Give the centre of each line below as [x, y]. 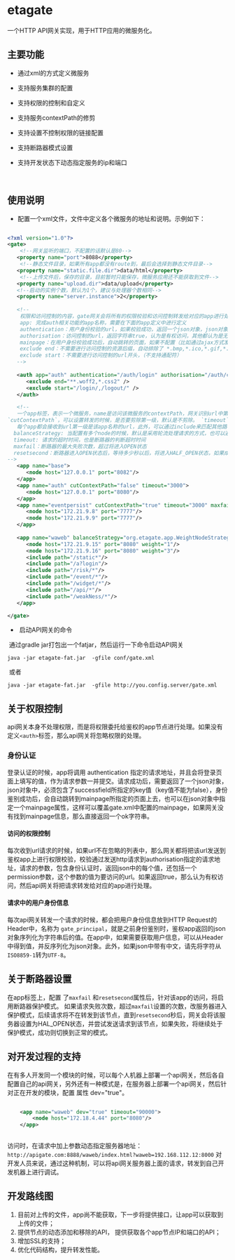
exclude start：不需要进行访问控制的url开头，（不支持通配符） [101, 356]
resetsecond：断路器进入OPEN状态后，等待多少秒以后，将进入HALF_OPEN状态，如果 [119, 453]
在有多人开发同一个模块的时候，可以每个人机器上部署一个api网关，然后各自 [116, 1075]
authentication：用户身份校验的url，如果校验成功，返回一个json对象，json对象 [124, 329]
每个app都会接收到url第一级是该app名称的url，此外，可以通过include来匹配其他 [119, 427]
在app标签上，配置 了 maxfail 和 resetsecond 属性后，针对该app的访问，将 [113, 997]
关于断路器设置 [40, 979]
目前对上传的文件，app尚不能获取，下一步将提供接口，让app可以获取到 [120, 1214]
